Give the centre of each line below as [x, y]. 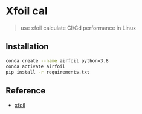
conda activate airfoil [36, 66]
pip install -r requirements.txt [48, 72]
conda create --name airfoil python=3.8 [57, 61]
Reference [26, 91]
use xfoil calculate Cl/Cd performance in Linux [78, 28]
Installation [27, 47]
